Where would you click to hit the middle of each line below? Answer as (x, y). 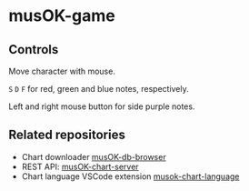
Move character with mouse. (62, 71)
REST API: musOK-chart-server (80, 166)
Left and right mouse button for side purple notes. (102, 106)
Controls (34, 50)
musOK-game (62, 16)
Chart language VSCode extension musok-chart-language (130, 176)
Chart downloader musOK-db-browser (94, 156)
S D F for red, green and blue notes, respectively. (99, 89)
